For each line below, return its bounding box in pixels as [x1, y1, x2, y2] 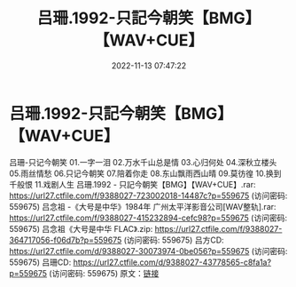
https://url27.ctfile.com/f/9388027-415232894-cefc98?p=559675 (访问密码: [9, 212, 288, 223]
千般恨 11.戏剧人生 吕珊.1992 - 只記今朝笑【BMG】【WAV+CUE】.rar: [9, 179, 256, 189]
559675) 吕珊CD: [9, 257, 72, 267]
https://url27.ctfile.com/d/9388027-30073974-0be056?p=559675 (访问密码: [9, 245, 288, 256]
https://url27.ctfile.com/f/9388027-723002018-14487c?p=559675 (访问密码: [9, 190, 288, 201]
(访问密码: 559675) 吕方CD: [123, 235, 224, 245]
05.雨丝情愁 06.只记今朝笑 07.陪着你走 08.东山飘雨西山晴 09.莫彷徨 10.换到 [9, 168, 282, 179]
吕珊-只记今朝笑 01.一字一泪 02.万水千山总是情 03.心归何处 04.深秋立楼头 [9, 156, 277, 167]
